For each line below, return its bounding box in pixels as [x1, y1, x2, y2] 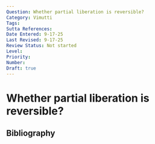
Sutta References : [6, 25, 52, 32]
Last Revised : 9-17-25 [6, 37, 63, 43]
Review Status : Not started [6, 43, 77, 49]
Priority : [6, 54, 31, 60]
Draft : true [6, 65, 36, 71]
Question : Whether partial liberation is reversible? [6, 8, 145, 15]
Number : [6, 59, 26, 65]
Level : [6, 48, 23, 54]
